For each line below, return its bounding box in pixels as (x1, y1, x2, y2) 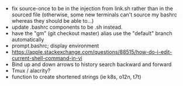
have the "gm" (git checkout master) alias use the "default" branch (11, 30, 172, 37)
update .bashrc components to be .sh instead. (11, 23, 123, 30)
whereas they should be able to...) (11, 18, 94, 24)
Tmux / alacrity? (11, 67, 51, 74)
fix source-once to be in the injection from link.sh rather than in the (11, 5, 174, 12)
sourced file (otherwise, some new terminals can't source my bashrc (11, 11, 177, 18)
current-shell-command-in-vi (11, 55, 83, 61)
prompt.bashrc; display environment (11, 42, 99, 49)
